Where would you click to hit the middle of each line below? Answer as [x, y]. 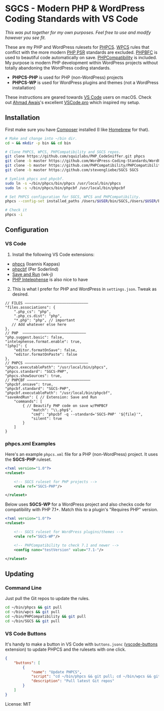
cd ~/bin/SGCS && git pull [32, 621]
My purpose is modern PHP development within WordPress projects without [82, 63]
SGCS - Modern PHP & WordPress [75, 9]
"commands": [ [28, 401]
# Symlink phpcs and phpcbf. [35, 179]
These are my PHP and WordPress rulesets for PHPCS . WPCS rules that [77, 47]
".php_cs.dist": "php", [38, 316]
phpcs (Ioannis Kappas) [36, 264]
